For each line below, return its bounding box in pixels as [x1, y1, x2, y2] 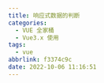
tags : [8, 41, 26, 49]
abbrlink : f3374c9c [8, 56, 72, 64]
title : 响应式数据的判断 [8, 11, 80, 20]
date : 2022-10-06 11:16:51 [8, 63, 97, 71]
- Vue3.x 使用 [15, 33, 59, 42]
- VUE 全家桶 [15, 26, 54, 34]
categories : [8, 19, 47, 27]
